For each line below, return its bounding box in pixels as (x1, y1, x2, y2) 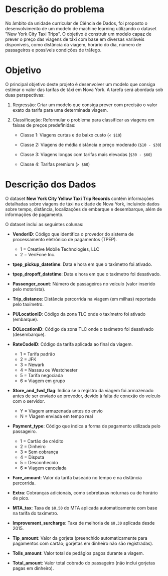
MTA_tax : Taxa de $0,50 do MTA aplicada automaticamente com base (12, 505, 157, 511)
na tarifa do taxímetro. (12, 510, 59, 516)
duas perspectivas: (5, 92, 45, 98)
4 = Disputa (20, 454, 45, 460)
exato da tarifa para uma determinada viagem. (12, 107, 108, 113)
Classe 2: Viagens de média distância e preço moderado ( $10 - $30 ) (20, 141, 162, 148)
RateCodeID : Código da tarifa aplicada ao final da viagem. (12, 341, 133, 347)
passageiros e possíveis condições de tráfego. (5, 47, 102, 53)
